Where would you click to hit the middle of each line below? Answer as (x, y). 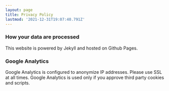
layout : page (19, 10)
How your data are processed (42, 37)
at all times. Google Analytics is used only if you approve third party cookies (85, 77)
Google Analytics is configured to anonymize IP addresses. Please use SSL (84, 72)
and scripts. (18, 83)
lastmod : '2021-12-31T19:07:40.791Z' (45, 19)
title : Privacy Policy (29, 15)
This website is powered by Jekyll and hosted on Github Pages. (72, 48)
